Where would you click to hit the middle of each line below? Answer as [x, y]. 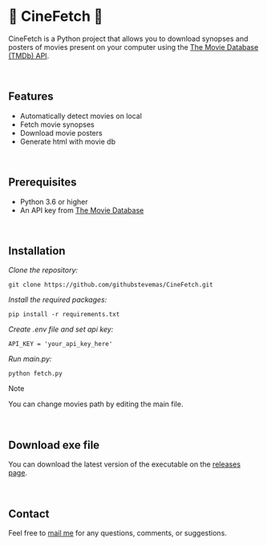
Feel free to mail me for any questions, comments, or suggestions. [117, 533]
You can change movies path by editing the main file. [96, 404]
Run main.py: [30, 359]
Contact [29, 513]
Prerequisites [42, 183]
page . [18, 473]
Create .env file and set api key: [61, 329]
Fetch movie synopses [57, 124]
